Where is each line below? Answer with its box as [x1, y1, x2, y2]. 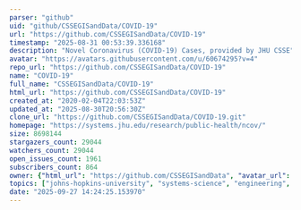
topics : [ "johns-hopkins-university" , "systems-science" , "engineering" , [9, 180, 291, 189]
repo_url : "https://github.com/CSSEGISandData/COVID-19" [9, 63, 227, 72]
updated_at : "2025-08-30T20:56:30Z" [9, 105, 146, 113]
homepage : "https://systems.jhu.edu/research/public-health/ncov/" [9, 122, 267, 130]
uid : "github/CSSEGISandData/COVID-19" [9, 21, 159, 30]
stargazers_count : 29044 [9, 138, 102, 147]
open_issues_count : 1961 [9, 154, 102, 164]
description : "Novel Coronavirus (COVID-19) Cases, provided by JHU [9, 46, 271, 55]
